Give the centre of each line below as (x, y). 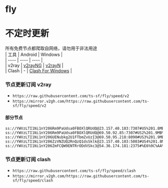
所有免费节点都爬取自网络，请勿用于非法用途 (51, 48)
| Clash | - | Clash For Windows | (39, 71)
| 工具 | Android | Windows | (34, 55)
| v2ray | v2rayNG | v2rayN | (34, 65)
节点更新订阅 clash (28, 159)
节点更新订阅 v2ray (28, 85)
